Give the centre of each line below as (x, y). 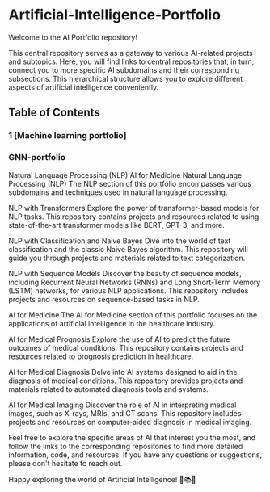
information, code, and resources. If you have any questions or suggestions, (135, 455)
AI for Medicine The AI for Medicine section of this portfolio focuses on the (133, 315)
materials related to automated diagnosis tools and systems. (108, 389)
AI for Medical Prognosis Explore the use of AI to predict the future (119, 339)
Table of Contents (55, 113)
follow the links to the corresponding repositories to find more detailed (126, 446)
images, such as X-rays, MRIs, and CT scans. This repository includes (125, 413)
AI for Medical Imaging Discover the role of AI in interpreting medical (122, 405)
